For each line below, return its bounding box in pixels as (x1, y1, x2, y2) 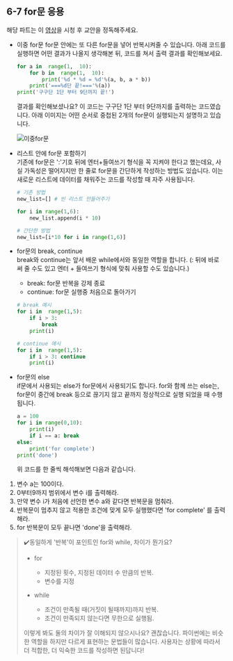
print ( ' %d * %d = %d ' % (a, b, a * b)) (42, 76, 151, 83)
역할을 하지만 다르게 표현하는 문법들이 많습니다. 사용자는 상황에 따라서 (31, 637, 220, 646)
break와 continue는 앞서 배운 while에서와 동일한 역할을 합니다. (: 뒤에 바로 (16, 256, 220, 264)
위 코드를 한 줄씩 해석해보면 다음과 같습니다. (16, 465, 136, 473)
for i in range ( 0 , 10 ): (16, 419, 83, 427)
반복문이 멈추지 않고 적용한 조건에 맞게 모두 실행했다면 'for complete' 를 (16, 506, 213, 514)
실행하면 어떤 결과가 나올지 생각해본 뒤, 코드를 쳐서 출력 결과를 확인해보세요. (16, 49, 223, 57)
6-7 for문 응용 (6, 6, 65, 18)
